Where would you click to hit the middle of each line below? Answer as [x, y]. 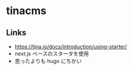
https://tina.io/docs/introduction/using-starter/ [71, 46]
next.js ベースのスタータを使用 [52, 54]
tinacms [26, 11]
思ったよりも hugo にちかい [48, 61]
